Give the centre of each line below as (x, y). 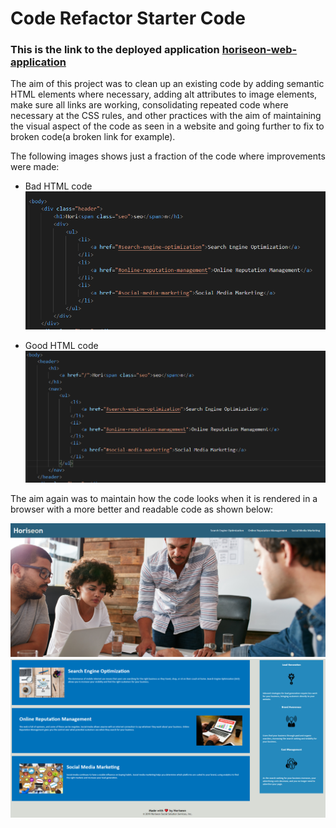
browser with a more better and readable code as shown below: (142, 509)
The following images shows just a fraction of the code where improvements (168, 156)
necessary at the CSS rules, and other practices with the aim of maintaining (166, 116)
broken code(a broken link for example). (93, 137)
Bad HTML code (58, 186)
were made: (35, 167)
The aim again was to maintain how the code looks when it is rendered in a (164, 499)
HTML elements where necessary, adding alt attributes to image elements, (164, 94)
